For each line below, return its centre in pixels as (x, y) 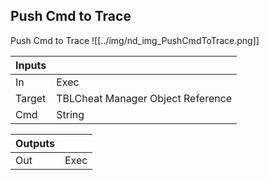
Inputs (31, 65)
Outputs (35, 143)
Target (31, 98)
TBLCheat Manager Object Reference (144, 98)
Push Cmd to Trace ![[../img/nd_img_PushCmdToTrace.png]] (135, 40)
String (70, 114)
